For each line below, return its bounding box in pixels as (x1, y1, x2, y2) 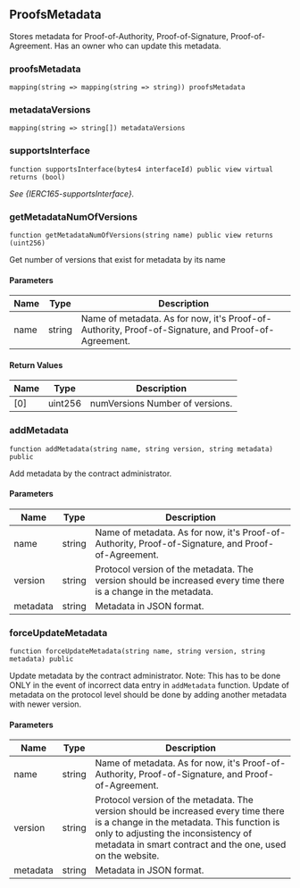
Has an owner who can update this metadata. (54, 40, 221, 51)
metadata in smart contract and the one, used (95, 839, 287, 851)
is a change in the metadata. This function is (95, 817, 280, 829)
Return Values (9, 359, 63, 370)
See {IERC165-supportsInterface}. (9, 188, 135, 199)
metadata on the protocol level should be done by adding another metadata (9, 690, 287, 700)
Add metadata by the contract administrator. (9, 468, 172, 479)
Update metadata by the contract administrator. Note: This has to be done (9, 670, 281, 682)
